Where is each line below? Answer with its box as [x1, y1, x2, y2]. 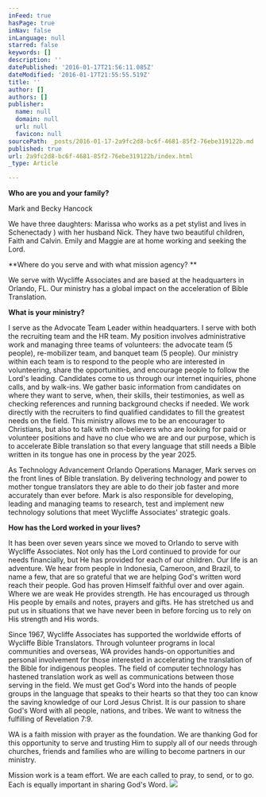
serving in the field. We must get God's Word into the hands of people [8, 681, 237, 690]
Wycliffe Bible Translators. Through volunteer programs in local [8, 638, 215, 648]
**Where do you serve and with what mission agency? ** [8, 260, 197, 270]
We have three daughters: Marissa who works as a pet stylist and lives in [8, 220, 247, 229]
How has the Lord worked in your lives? [8, 523, 141, 533]
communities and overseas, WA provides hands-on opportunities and [8, 647, 236, 656]
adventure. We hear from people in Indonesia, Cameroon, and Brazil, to [8, 564, 241, 573]
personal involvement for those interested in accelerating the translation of [8, 655, 253, 665]
